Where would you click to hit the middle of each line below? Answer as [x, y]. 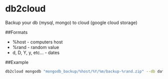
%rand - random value [35, 47]
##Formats [16, 32]
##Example [17, 62]
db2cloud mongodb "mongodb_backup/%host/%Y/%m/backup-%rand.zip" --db [80, 71]
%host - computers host [37, 42]
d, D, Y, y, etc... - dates [36, 52]
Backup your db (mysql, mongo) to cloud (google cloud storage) [71, 22]
